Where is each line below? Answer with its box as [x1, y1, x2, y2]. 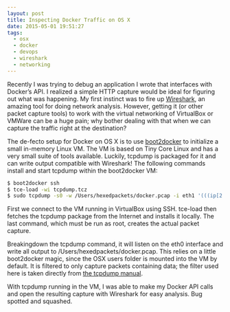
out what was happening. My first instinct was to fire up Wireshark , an [7, 94, 206, 103]
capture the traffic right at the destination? [7, 124, 127, 132]
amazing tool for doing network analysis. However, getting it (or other [7, 102, 204, 110]
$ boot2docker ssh [7, 179, 60, 186]
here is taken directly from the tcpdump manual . [7, 269, 143, 278]
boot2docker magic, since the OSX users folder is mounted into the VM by [7, 255, 218, 263]
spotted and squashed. [7, 297, 73, 306]
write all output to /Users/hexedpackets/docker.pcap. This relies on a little [7, 247, 216, 256]
